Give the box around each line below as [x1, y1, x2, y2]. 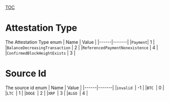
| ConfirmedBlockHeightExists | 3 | [5, 49, 76, 56]
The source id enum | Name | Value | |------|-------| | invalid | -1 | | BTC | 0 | [5, 84, 164, 91]
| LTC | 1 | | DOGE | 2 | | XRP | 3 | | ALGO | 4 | [5, 90, 88, 96]
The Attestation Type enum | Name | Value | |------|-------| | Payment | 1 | [5, 39, 155, 45]
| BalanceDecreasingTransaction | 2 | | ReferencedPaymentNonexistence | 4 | [5, 44, 158, 50]
